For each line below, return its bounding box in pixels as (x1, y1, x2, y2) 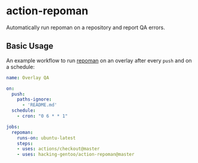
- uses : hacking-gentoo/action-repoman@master (17, 152, 135, 158)
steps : (17, 140, 33, 146)
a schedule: (6, 63, 35, 70)
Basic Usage (6, 41, 54, 51)
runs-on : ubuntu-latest (17, 135, 76, 141)
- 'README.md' (21, 102, 58, 108)
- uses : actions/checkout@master (17, 146, 100, 152)
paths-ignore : (17, 96, 52, 102)
